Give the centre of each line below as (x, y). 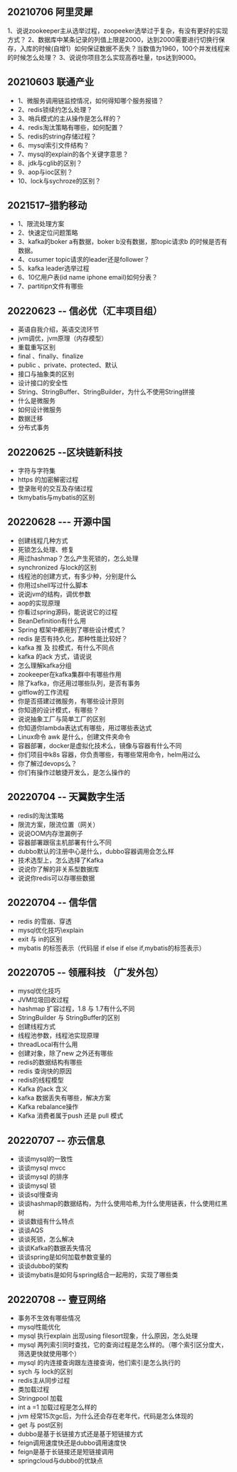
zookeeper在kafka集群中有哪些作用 (70, 674)
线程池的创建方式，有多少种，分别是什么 (77, 576)
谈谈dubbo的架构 (43, 1266)
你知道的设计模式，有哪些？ (58, 710)
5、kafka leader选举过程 (53, 268)
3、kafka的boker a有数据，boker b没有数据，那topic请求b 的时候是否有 (122, 242)
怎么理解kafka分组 (45, 665)
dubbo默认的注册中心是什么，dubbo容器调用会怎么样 (96, 851)
